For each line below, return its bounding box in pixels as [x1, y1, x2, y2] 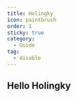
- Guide [13, 42, 36, 49]
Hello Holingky [7, 80, 71, 92]
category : [7, 36, 36, 42]
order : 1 [7, 23, 32, 29]
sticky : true [7, 29, 44, 36]
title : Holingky [7, 10, 53, 17]
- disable [13, 55, 41, 62]
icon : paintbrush [7, 16, 57, 23]
